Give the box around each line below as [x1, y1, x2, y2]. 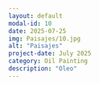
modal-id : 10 [8, 19, 52, 28]
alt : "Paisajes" [8, 42, 63, 50]
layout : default [8, 11, 63, 20]
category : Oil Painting [8, 57, 89, 66]
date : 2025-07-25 [8, 27, 67, 35]
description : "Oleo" [8, 65, 78, 73]
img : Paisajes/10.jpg [8, 34, 81, 43]
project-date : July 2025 [8, 49, 92, 57]
